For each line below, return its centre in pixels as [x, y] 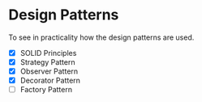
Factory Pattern [46, 90]
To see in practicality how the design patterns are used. [101, 37]
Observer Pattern [49, 71]
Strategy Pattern [47, 62]
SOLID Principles [48, 53]
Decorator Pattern [50, 81]
